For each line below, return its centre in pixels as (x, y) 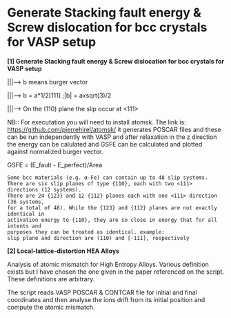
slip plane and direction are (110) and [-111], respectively (98, 238)
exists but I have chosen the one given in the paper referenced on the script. (116, 272)
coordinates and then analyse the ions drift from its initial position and (106, 299)
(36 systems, (26, 202)
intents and (24, 226)
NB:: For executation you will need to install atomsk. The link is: (97, 122)
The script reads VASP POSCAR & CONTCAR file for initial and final (102, 292)
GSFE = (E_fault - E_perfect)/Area (55, 165)
